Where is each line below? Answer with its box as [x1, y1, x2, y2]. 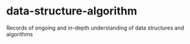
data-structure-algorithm [6, 4, 138, 18]
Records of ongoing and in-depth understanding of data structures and [6, 24, 184, 31]
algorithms [6, 30, 33, 37]
